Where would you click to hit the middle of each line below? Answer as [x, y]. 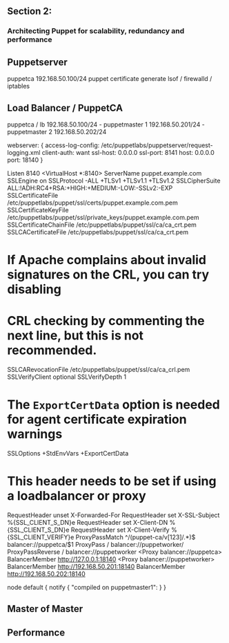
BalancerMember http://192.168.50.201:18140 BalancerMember [96, 566]
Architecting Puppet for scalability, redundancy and [96, 31]
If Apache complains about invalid [107, 260]
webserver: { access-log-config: [53, 145]
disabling [34, 289]
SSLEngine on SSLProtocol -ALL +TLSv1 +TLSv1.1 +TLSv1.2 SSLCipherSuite [114, 180]
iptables [18, 86]
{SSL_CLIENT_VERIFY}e [41, 537]
